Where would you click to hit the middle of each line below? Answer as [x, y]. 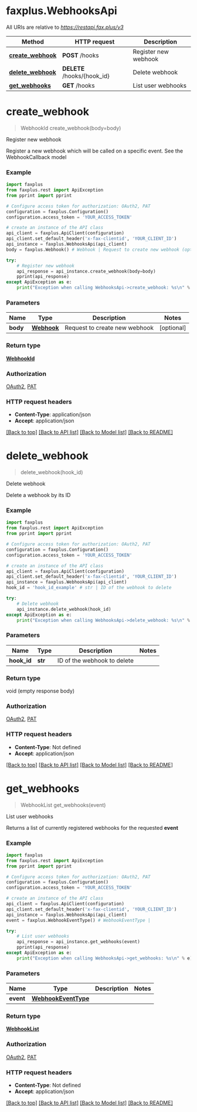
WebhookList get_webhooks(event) [63, 805]
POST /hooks [81, 55]
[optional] [173, 328]
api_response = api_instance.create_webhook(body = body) [86, 271]
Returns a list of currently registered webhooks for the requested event [92, 828]
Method [33, 41]
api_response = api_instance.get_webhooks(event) [79, 942]
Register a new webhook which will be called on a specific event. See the [95, 151]
